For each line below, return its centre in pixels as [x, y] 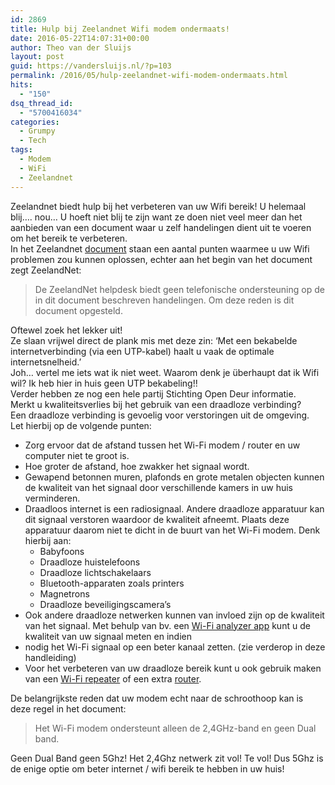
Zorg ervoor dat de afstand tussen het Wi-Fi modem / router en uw [162, 445]
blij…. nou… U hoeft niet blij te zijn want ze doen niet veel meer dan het [156, 217]
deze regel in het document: [68, 708]
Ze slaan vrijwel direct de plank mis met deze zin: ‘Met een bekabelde [154, 340]
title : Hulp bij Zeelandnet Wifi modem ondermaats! [120, 29]
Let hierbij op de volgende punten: [81, 425]
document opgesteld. [78, 310]
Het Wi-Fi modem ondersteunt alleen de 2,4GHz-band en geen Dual [175, 728]
